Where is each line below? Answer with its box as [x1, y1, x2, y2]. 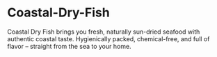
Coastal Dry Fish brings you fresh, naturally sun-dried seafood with [7, 27, 200, 36]
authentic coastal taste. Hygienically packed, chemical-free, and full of [7, 34, 210, 43]
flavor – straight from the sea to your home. [7, 42, 131, 50]
